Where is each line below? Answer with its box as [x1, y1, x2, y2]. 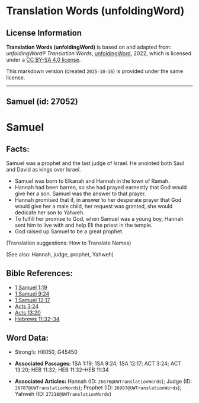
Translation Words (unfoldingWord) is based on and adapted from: [6, 43, 172, 50]
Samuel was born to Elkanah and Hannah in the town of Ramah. [14, 177, 170, 185]
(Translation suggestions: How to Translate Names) [6, 239, 131, 247]
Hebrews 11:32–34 [14, 316, 60, 323]
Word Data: [6, 332, 49, 342]
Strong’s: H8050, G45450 [14, 348, 78, 356]
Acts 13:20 [14, 309, 41, 316]
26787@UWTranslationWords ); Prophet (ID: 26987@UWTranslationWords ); [14, 384, 182, 391]
